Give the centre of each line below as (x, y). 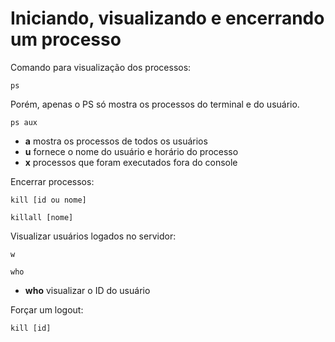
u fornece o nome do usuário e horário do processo (131, 151)
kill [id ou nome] (48, 200)
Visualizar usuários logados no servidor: (93, 236)
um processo (66, 39)
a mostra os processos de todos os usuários (116, 141)
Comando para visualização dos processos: (101, 67)
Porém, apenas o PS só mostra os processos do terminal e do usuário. (155, 104)
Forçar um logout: (47, 309)
